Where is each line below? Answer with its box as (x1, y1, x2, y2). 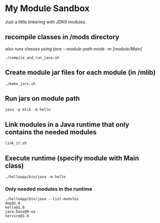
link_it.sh (5, 141, 27, 146)
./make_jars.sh (5, 81, 36, 86)
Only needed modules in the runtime (5, 185, 93, 192)
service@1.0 (5, 214, 29, 219)
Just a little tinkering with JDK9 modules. (5, 19, 87, 25)
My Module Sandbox (5, 3, 90, 14)
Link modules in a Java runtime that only (5, 120, 130, 128)
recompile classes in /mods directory (5, 33, 119, 41)
